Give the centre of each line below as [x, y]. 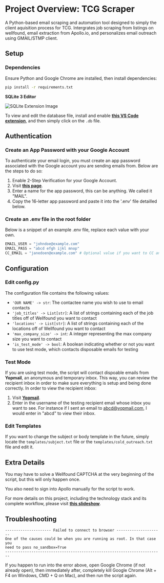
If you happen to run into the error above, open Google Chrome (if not [75, 565]
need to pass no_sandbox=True [36, 548]
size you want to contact [37, 339]
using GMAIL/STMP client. [31, 38]
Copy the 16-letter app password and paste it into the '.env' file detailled [84, 201]
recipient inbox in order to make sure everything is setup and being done [78, 383]
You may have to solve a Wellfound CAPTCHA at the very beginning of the [80, 474]
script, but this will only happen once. [43, 479]
